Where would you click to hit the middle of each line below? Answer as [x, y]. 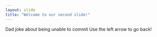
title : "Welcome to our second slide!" [48, 15]
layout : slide [20, 10]
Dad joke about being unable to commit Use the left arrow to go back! [78, 29]
